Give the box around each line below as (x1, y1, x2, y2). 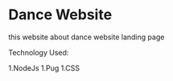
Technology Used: (8, 47, 69, 57)
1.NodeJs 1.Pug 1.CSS (8, 63, 80, 73)
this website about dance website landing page (8, 32, 165, 42)
